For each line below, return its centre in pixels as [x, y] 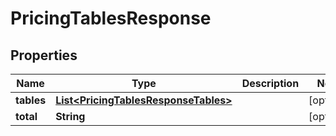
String [70, 116]
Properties [44, 55]
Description [270, 83]
